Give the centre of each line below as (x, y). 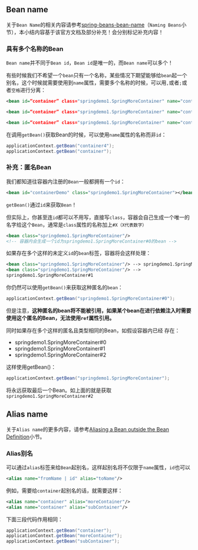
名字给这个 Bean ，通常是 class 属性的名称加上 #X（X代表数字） (77, 224)
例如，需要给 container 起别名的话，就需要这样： (65, 490)
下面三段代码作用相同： (34, 519)
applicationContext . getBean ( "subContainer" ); (63, 541)
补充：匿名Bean (29, 168)
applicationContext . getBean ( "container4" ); (60, 146)
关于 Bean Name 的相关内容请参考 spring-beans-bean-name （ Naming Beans (94, 24)
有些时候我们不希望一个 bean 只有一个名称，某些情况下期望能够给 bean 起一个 (97, 76)
